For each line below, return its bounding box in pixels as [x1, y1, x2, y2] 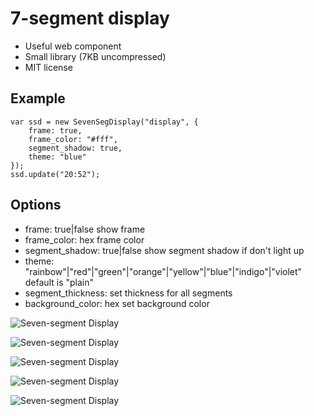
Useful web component [24, 40, 122, 52]
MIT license [24, 61, 73, 73]
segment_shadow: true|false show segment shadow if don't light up [24, 244, 305, 256]
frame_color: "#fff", [28, 134, 118, 144]
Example [10, 90, 66, 107]
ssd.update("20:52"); [10, 169, 101, 179]
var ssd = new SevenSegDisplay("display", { [10, 117, 199, 127]
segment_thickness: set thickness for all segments [24, 287, 233, 299]
